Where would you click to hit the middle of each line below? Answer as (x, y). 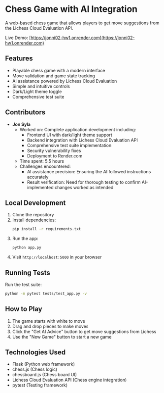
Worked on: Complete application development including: (78, 129)
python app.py (27, 248)
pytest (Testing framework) (40, 385)
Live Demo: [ (18, 38)
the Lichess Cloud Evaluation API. (39, 28)
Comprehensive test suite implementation (69, 145)
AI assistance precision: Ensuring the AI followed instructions (89, 171)
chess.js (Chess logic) (35, 369)
